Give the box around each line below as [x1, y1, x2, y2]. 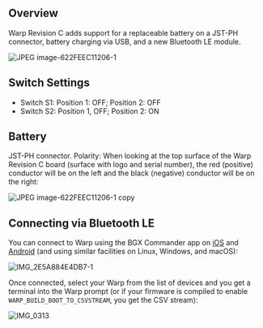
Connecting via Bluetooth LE [8, 216, 155, 230]
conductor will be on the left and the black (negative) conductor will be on [8, 168, 255, 178]
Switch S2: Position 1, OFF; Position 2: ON [19, 106, 159, 116]
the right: [8, 177, 39, 187]
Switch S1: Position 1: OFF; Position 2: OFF [19, 97, 161, 107]
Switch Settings [8, 76, 91, 90]
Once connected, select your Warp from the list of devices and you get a [8, 278, 251, 287]
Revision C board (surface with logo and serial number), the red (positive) [8, 160, 253, 170]
